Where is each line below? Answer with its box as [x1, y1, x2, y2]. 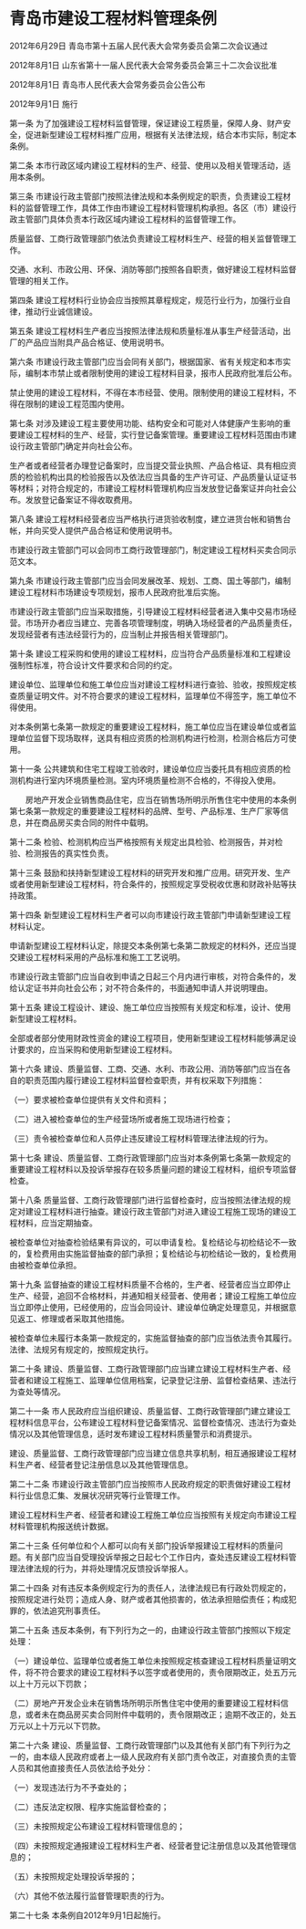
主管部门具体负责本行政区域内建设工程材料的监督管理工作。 [16, 214, 241, 224]
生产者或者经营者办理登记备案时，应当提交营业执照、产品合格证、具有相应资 [9, 460, 297, 471]
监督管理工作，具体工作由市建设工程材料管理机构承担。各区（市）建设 [25, 202, 289, 213]
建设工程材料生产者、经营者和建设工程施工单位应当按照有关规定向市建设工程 [9, 1509, 297, 1520]
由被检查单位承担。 [9, 1259, 82, 1270]
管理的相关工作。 [9, 275, 74, 286]
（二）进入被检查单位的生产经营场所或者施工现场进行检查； [9, 1113, 233, 1124]
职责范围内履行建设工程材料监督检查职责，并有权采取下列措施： [25, 1074, 265, 1086]
